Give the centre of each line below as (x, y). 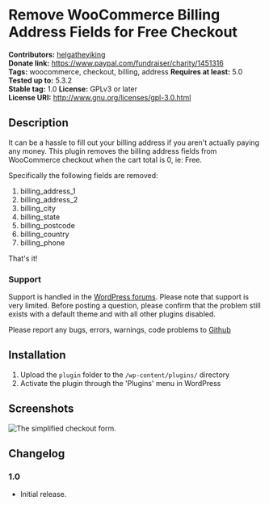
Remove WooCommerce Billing (114, 15)
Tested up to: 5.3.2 (40, 80)
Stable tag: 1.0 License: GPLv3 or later (73, 89)
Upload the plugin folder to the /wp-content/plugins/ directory (125, 375)
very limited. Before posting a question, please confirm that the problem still (134, 306)
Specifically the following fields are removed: (83, 175)
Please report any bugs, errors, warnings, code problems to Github (120, 330)
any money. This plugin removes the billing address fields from (113, 151)
